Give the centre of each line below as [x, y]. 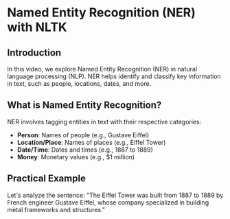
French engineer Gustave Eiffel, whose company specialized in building [108, 202]
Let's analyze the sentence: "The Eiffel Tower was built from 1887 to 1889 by [115, 195]
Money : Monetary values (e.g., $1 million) [76, 157]
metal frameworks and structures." [56, 209]
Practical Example [46, 179]
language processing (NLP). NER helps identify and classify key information [114, 76]
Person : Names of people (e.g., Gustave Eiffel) [83, 135]
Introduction [34, 53]
